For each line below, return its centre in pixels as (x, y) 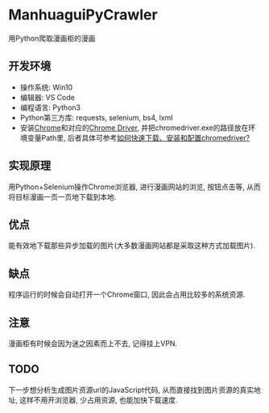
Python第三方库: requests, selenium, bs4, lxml (96, 117)
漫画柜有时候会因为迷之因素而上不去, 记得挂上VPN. (93, 343)
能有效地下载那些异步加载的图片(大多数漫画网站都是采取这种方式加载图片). (132, 246)
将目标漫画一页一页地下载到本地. (62, 196)
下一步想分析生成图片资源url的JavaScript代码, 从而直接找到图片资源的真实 (131, 390)
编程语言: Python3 (50, 107)
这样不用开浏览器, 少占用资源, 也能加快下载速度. (98, 400)
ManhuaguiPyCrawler (83, 15)
